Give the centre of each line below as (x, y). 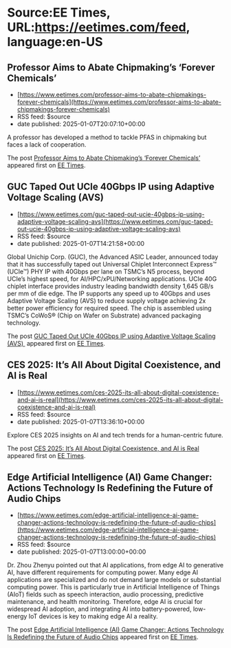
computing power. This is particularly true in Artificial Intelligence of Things (113, 587)
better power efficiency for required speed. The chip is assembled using (109, 308)
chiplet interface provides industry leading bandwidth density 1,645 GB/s (110, 286)
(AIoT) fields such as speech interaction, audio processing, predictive (106, 594)
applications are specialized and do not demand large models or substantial (114, 580)
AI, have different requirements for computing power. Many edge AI (102, 572)
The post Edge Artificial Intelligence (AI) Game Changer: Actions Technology (115, 630)
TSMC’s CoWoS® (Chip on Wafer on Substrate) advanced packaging (104, 315)
